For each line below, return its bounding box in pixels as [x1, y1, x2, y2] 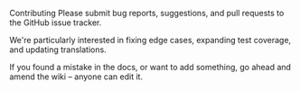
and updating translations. [9, 44, 107, 55]
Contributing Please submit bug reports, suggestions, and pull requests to [9, 8, 285, 18]
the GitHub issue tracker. [9, 17, 102, 28]
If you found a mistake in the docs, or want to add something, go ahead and [9, 62, 292, 72]
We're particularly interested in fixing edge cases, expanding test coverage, [9, 35, 292, 45]
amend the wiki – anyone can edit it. [9, 71, 143, 82]
